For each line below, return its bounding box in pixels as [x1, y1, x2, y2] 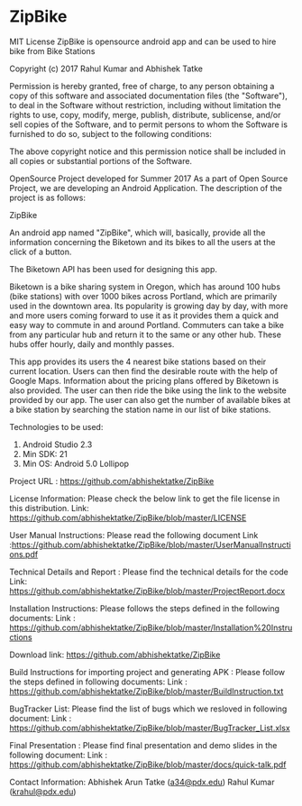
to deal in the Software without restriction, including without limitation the [9, 99, 281, 110]
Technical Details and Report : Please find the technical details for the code [9, 566, 288, 577]
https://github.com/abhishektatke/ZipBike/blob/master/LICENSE [9, 512, 247, 523]
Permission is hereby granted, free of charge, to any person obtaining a [9, 80, 275, 91]
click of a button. [9, 246, 72, 257]
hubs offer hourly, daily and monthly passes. [9, 338, 175, 349]
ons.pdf [9, 548, 39, 560]
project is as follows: [9, 192, 86, 203]
